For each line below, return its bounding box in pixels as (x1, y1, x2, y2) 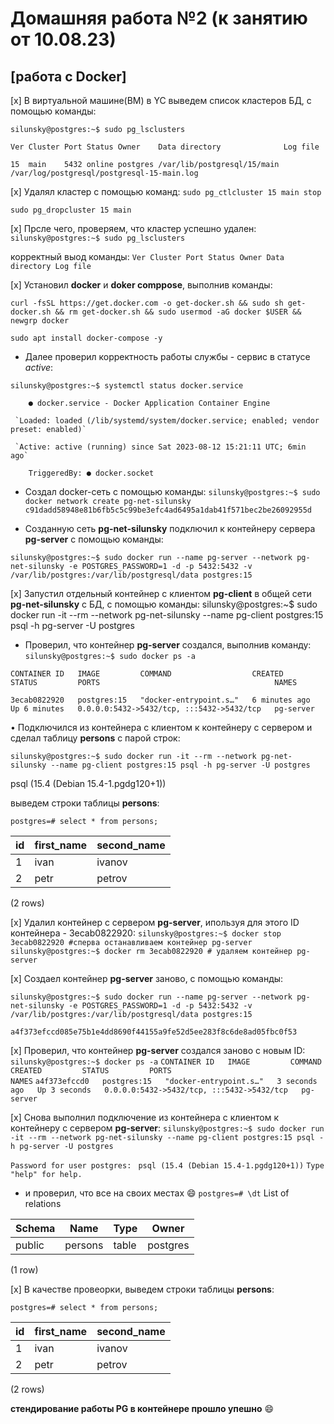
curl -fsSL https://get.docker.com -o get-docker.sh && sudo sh (10, 298, 284, 308)
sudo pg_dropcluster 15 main (10, 205, 132, 215)
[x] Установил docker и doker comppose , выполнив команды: (10, 279, 273, 291)
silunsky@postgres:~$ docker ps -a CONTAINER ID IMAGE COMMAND (10, 1057, 322, 1067)
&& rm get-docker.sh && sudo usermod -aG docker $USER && (54, 307, 302, 317)
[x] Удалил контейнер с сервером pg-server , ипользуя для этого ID (10, 917, 300, 928)
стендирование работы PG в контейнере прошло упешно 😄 (10, 1403, 275, 1414)
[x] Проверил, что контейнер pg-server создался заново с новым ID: (10, 1045, 306, 1056)
